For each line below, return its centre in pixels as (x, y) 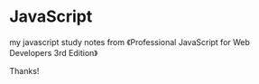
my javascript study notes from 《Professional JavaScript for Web (130, 42)
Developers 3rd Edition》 (54, 52)
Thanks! (24, 70)
